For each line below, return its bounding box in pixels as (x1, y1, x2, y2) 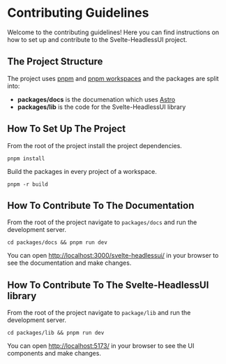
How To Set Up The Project (7, 123, 126, 135)
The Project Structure (7, 56, 103, 68)
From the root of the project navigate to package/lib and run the (7, 309, 191, 317)
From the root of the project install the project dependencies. (7, 141, 183, 150)
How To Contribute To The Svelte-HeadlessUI (7, 279, 209, 291)
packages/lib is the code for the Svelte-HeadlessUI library (17, 103, 186, 111)
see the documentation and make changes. (7, 259, 132, 267)
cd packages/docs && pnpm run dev (7, 239, 108, 246)
